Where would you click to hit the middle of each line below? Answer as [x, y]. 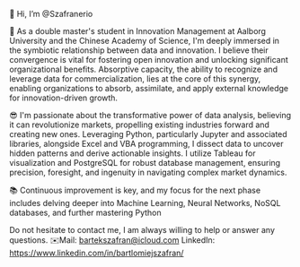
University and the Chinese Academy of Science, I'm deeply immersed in [145, 41]
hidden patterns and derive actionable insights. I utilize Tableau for [132, 153]
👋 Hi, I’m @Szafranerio [51, 14]
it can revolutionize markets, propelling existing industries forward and [139, 125]
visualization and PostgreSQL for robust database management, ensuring [145, 163]
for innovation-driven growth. [64, 98]
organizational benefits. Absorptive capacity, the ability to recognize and [144, 69]
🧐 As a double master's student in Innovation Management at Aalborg [138, 31]
